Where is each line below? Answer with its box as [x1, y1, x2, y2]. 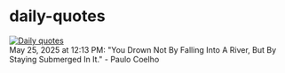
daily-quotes [9, 6, 106, 26]
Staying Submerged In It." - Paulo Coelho [9, 54, 160, 64]
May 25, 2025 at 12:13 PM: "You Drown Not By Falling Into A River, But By [9, 44, 277, 55]
